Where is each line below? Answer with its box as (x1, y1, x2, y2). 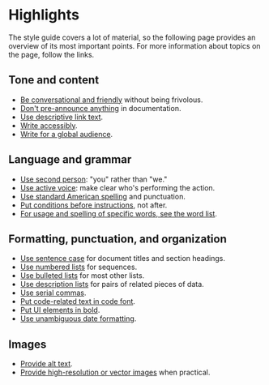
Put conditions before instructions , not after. (19, 200, 168, 210)
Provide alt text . (19, 359, 73, 369)
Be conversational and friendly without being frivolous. (19, 95, 203, 105)
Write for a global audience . (19, 129, 113, 139)
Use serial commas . (19, 288, 87, 297)
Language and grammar (8, 152, 132, 167)
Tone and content (8, 73, 100, 87)
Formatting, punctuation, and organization (8, 232, 227, 246)
